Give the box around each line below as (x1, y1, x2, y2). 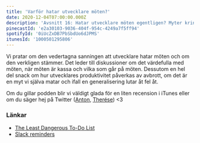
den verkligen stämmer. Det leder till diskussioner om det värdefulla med (6, 59, 185, 66)
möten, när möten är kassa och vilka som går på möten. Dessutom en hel (6, 66, 186, 72)
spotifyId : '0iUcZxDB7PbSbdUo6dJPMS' (6, 31, 100, 37)
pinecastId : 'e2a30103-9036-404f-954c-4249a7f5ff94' (6, 25, 140, 32)
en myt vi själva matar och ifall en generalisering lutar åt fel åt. (6, 78, 159, 85)
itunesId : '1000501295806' (6, 36, 73, 42)
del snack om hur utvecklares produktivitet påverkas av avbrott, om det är (6, 72, 187, 79)
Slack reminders (14, 130, 55, 138)
